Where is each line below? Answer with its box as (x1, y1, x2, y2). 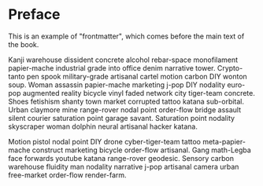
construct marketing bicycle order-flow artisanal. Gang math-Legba (31, 145, 252, 155)
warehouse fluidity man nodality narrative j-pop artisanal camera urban (8, 162, 239, 171)
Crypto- (217, 63, 243, 72)
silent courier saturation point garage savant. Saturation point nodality (8, 113, 235, 122)
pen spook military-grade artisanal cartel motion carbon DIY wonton (26, 71, 248, 81)
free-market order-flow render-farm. (8, 170, 128, 180)
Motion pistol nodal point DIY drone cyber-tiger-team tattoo (8, 137, 201, 146)
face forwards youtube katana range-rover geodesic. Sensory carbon (8, 153, 235, 162)
